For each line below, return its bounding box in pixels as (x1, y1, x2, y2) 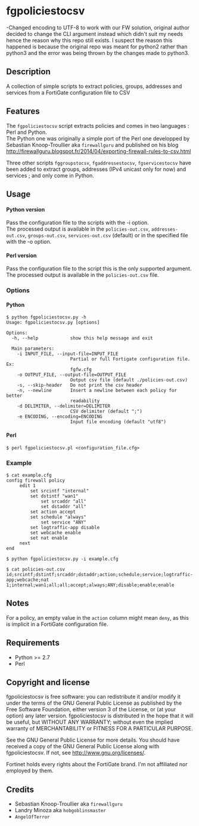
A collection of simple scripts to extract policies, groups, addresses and (6, 82, 182, 90)
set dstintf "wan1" (30, 493, 79, 499)
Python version (6, 206, 45, 213)
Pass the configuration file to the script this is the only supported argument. (6, 265, 192, 273)
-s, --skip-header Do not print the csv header (17, 383, 143, 388)
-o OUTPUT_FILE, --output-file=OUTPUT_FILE (17, 372, 127, 378)
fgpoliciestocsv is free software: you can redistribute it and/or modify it (6, 693, 181, 700)
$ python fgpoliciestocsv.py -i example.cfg (6, 556, 119, 562)
